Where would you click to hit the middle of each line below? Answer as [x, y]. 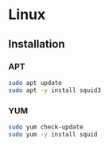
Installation [37, 44]
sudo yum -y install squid [53, 134]
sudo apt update [35, 83]
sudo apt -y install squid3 [55, 90]
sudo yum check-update [46, 127]
